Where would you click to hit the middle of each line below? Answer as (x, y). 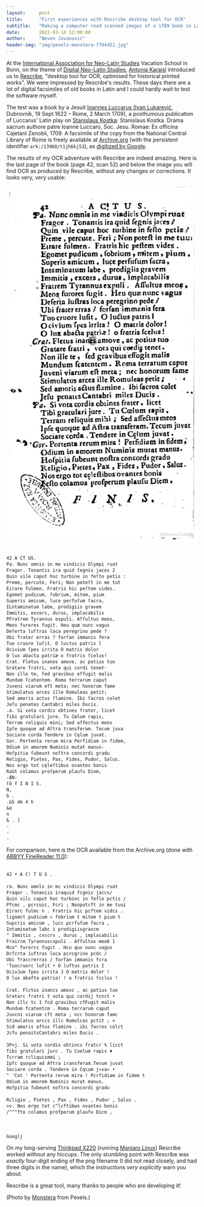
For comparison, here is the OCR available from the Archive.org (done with (100, 850)
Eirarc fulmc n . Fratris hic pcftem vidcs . (65, 911)
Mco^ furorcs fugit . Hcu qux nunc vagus (59, 947)
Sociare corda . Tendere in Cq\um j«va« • (61, 1069)
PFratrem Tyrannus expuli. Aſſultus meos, (61, 619)
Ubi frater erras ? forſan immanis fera (58, 637)
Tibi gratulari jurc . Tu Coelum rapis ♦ (59, 1051)
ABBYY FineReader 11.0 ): (37, 856)
